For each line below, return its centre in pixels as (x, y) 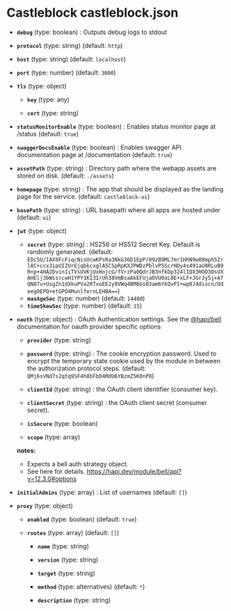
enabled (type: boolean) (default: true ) (82, 519)
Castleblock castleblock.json (93, 13)
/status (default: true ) (48, 134)
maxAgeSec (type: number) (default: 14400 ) (86, 298)
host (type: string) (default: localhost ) (71, 59)
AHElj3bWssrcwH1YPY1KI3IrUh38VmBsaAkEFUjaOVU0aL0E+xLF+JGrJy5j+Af (125, 278)
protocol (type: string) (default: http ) (70, 45)
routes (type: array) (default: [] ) (73, 532)
